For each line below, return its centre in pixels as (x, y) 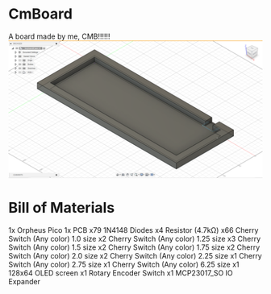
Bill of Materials (62, 207)
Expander (24, 281)
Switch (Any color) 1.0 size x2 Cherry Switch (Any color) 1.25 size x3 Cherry (135, 238)
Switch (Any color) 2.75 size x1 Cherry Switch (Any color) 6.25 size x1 (124, 264)
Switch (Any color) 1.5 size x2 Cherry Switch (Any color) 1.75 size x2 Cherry (134, 247)
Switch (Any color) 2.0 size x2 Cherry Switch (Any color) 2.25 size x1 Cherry (135, 255)
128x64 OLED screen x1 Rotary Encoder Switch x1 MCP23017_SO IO (121, 273)
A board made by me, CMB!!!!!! (59, 36)
